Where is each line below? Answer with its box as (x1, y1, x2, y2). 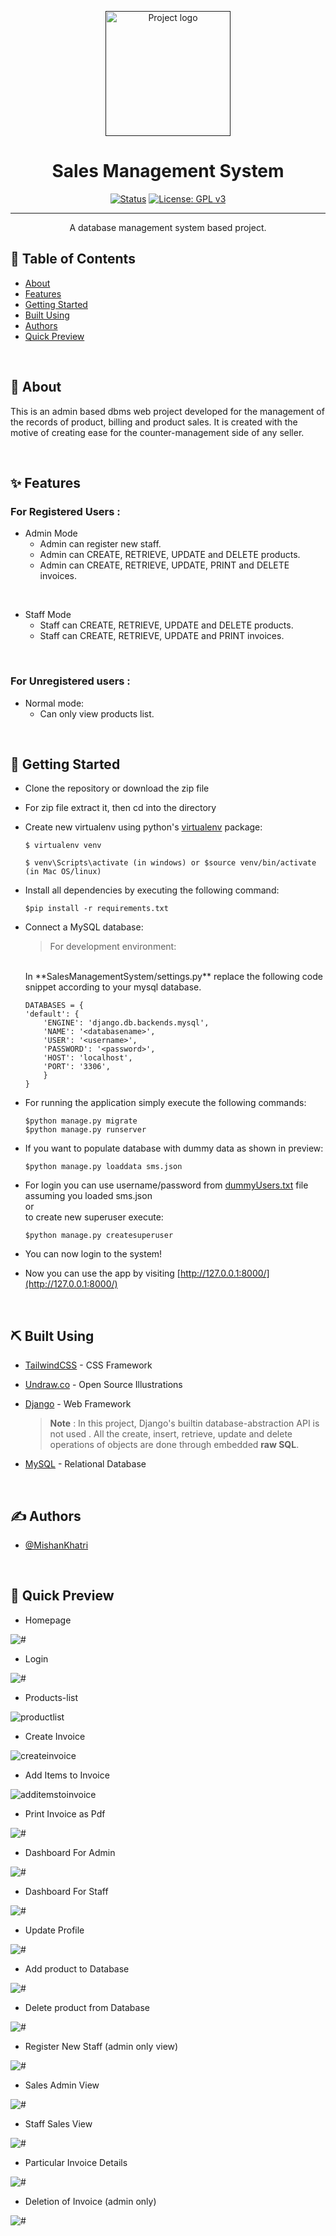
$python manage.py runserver (24, 1125, 147, 1135)
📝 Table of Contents (10, 251, 136, 268)
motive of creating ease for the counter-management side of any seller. (10, 426, 305, 438)
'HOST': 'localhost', (43, 1053, 133, 1063)
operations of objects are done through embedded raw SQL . (49, 1439, 300, 1451)
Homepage (24, 1614, 72, 1626)
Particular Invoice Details (24, 2156, 128, 2168)
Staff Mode (24, 609, 72, 621)
